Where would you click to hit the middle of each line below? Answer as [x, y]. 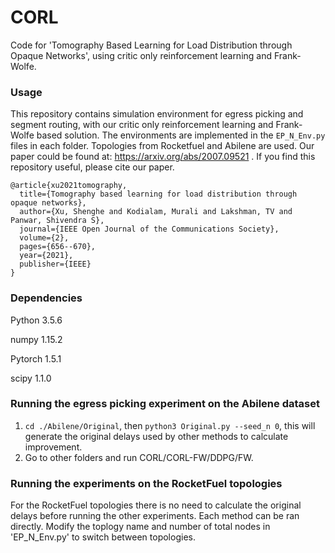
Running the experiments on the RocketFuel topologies [146, 483]
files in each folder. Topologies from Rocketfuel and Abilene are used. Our [162, 146]
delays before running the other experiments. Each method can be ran [155, 516]
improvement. [53, 447]
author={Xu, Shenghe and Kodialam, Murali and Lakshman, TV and [156, 212]
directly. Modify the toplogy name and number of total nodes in [140, 527]
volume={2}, [44, 238]
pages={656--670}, [58, 247]
